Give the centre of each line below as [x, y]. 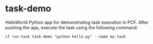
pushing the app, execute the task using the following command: [72, 27]
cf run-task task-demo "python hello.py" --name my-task [66, 37]
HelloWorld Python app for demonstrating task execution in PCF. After [77, 22]
